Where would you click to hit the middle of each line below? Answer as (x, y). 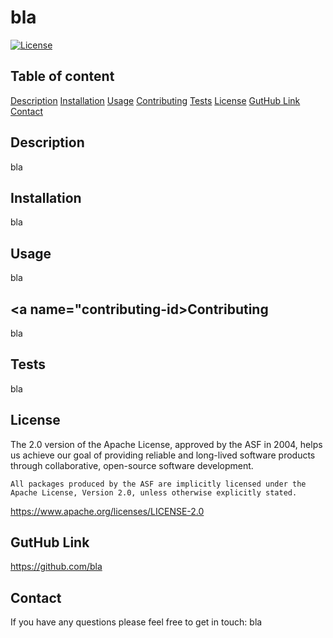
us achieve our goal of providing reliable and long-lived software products (163, 455)
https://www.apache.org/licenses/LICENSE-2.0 (107, 511)
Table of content (62, 76)
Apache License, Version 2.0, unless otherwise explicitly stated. (154, 492)
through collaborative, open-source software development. (132, 465)
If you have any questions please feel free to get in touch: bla (136, 622)
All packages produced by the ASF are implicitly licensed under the (158, 484)
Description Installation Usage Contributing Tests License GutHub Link (155, 100)
